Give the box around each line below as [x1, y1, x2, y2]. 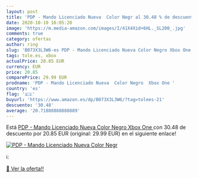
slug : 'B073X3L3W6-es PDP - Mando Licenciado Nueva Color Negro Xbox [6, 47, 181, 53]
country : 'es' [6, 86, 41, 92]
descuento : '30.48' [6, 102, 54, 108]
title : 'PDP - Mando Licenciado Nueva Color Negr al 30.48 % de [6, 14, 170, 20]
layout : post [6, 8, 38, 15]
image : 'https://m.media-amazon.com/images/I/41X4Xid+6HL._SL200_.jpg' [6, 25, 186, 31]
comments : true [6, 31, 44, 37]
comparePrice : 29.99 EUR [6, 75, 67, 80]
